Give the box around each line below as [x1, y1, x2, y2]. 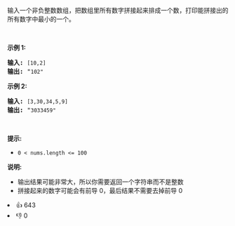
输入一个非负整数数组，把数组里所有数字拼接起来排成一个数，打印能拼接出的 [7, 6, 229, 14]
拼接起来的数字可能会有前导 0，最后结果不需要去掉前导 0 [17, 187, 183, 194]
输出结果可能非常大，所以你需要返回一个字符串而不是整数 [17, 178, 184, 186]
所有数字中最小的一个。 [7, 15, 75, 23]
